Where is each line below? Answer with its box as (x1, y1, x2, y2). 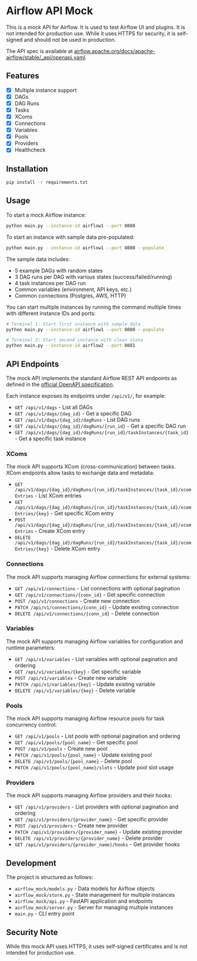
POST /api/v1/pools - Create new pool (14, 745, 108, 752)
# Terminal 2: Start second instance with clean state (6, 337, 143, 343)
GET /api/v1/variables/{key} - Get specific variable (14, 668, 141, 675)
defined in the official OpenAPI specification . (6, 381, 115, 388)
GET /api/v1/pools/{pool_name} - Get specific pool (14, 739, 138, 746)
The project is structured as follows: (6, 874, 94, 881)
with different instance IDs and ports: (6, 309, 96, 316)
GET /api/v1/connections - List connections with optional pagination (14, 584, 181, 592)
